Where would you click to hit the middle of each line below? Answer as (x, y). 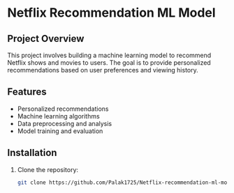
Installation (32, 153)
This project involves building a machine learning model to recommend (109, 55)
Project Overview (46, 39)
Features (27, 92)
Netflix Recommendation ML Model (111, 13)
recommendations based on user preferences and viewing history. (103, 70)
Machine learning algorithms (58, 116)
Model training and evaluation (60, 131)
